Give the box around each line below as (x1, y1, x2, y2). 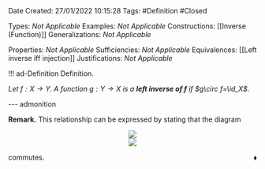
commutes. (8, 152, 45, 162)
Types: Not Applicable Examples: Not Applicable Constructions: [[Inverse (8, 21, 247, 31)
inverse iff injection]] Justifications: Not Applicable (8, 54, 174, 62)
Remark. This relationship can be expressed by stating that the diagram (8, 115, 241, 124)
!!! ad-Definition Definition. (8, 69, 95, 78)
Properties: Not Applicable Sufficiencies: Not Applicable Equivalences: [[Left (8, 45, 257, 54)
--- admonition (8, 100, 57, 108)
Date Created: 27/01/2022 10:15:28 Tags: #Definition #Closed (8, 6, 207, 15)
